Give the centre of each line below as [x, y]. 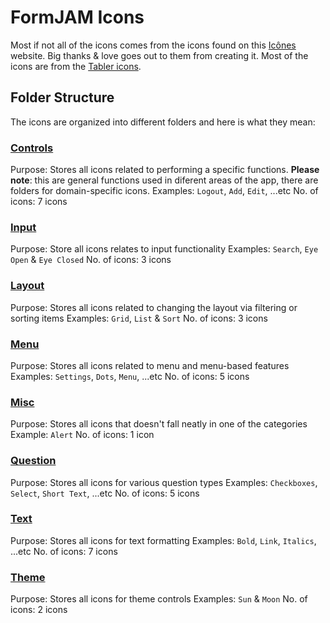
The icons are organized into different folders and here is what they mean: [163, 122]
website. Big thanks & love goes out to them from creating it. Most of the [159, 55]
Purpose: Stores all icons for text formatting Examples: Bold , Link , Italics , [163, 540]
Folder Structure [62, 97]
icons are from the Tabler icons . [76, 66]
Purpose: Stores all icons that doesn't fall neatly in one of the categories [159, 424]
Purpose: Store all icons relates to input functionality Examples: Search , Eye [164, 249]
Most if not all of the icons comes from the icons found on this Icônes [153, 45]
